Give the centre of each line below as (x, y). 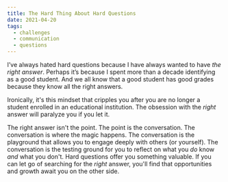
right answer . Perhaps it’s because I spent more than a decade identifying (111, 72)
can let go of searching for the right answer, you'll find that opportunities (110, 164)
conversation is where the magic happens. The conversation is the (101, 135)
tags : (15, 26)
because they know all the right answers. (65, 87)
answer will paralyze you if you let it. (59, 114)
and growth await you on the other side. (63, 171)
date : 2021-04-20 (32, 20)
